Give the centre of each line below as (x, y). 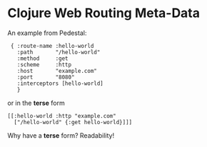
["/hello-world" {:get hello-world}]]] (73, 122)
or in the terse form (36, 103)
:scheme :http (44, 65)
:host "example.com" (57, 71)
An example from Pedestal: (47, 33)
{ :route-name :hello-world (52, 46)
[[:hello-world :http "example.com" (62, 116)
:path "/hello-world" (59, 52)
